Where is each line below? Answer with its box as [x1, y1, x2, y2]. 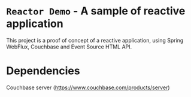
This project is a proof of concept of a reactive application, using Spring [6, 37, 184, 44]
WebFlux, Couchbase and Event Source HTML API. [6, 43, 132, 50]
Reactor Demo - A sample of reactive [6, 4, 186, 18]
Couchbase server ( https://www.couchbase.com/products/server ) [6, 84, 170, 91]
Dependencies [6, 64, 80, 78]
